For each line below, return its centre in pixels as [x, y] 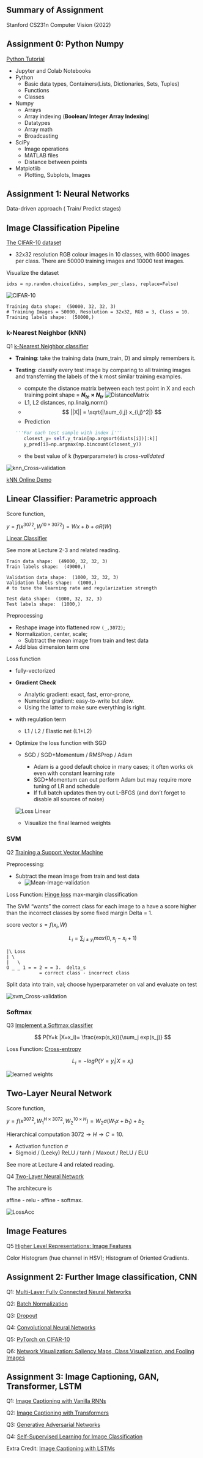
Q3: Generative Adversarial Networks [54, 1425]
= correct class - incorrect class [84, 973]
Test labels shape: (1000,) [43, 604]
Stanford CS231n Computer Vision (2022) [59, 24]
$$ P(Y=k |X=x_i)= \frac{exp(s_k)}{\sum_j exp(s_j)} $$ [103, 1037]
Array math [39, 129]
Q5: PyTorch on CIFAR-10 [38, 1339]
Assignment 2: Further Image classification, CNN [102, 1277]
